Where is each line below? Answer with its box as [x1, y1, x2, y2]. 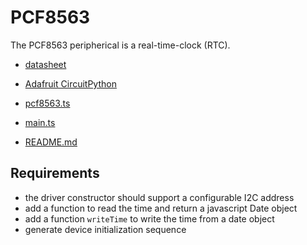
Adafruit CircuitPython [24, 77, 117, 90]
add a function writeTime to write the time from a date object [24, 212, 275, 225]
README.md [24, 136, 78, 148]
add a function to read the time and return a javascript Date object [24, 202, 298, 214]
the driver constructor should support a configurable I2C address [24, 191, 295, 203]
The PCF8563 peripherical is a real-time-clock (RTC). [10, 39, 231, 51]
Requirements [10, 165, 100, 182]
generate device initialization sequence [24, 223, 187, 235]
